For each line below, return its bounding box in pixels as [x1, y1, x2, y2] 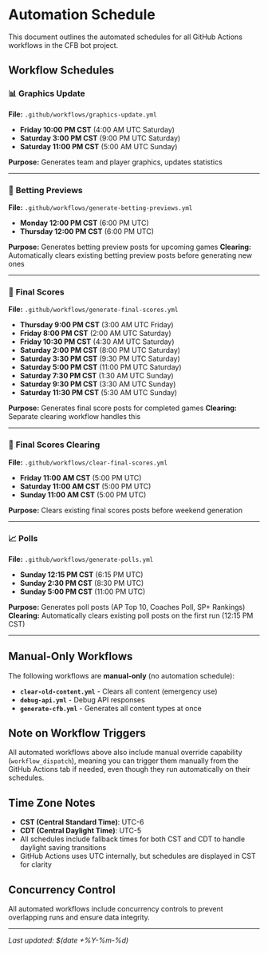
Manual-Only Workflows [8, 650, 133, 663]
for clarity [19, 860, 52, 869]
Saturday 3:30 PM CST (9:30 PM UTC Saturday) [19, 354, 181, 364]
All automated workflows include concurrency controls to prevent [8, 904, 223, 914]
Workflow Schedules [8, 64, 115, 77]
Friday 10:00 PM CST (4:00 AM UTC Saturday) [19, 125, 175, 134]
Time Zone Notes [8, 796, 96, 809]
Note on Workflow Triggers [8, 726, 146, 740]
